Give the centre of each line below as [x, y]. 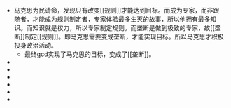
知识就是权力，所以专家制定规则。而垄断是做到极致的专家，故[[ [124, 28]
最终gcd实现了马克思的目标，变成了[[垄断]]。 [90, 54]
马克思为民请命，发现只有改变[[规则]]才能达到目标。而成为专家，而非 [113, 10]
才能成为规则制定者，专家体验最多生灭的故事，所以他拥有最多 [121, 19]
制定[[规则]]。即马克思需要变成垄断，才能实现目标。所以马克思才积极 [124, 36]
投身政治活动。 [35, 45]
